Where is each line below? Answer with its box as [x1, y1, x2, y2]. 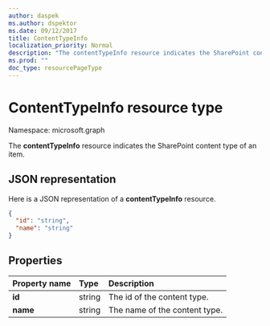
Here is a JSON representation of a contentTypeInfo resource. [8, 194, 216, 203]
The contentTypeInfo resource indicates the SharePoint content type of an [8, 141, 257, 150]
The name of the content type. [108, 304, 223, 316]
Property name [12, 278, 72, 289]
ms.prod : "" [8, 57, 48, 65]
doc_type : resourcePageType [8, 64, 103, 72]
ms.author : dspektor [8, 19, 78, 27]
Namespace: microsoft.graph [8, 125, 105, 135]
